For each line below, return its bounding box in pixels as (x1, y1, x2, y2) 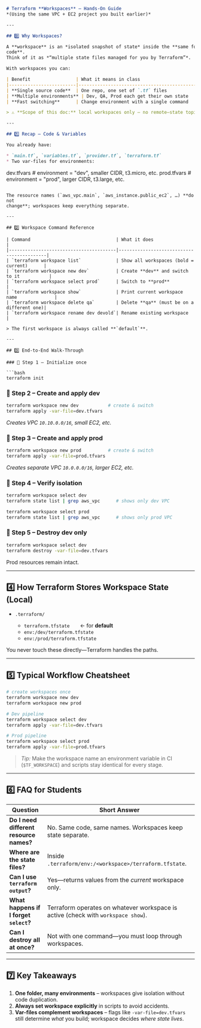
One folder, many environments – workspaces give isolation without (14, 989, 185, 997)
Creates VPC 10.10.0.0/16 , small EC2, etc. (6, 419, 112, 426)
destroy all (9, 935, 40, 944)
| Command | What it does (6, 237, 154, 243)
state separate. (47, 830, 90, 839)
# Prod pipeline (6, 733, 47, 739)
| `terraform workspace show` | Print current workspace (6, 289, 184, 295)
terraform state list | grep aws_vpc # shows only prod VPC (6, 514, 172, 521)
